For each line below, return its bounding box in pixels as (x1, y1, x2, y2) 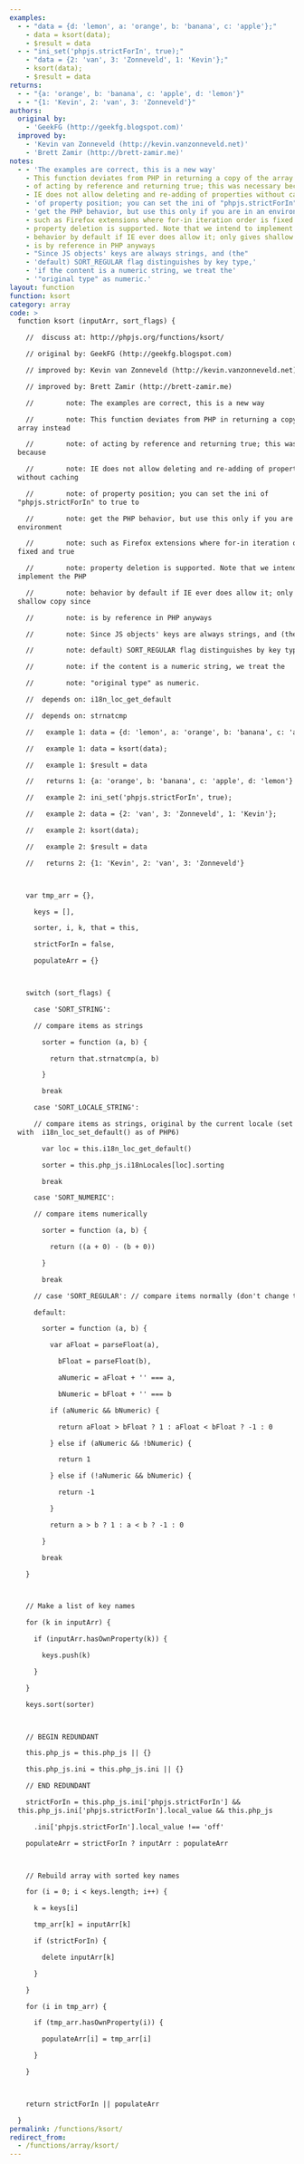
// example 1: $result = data (25, 761, 147, 770)
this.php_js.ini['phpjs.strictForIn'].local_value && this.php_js (17, 1806, 273, 1815)
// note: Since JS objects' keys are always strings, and (25, 629, 278, 639)
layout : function (9, 283, 75, 292)
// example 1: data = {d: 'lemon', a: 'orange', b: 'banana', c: (25, 727, 285, 737)
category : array (9, 300, 71, 309)
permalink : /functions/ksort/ (9, 2124, 124, 2133)
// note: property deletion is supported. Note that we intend (25, 564, 298, 573)
